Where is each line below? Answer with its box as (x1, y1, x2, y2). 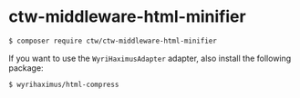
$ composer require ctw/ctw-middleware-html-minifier (8, 36, 218, 45)
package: (8, 62, 44, 73)
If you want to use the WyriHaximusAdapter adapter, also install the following (8, 53, 292, 64)
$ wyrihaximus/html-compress (8, 80, 119, 89)
